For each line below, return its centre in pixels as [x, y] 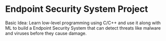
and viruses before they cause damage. [46, 33]
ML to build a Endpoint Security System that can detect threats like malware [83, 28]
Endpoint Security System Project [77, 9]
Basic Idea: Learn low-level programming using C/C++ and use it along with [83, 23]
